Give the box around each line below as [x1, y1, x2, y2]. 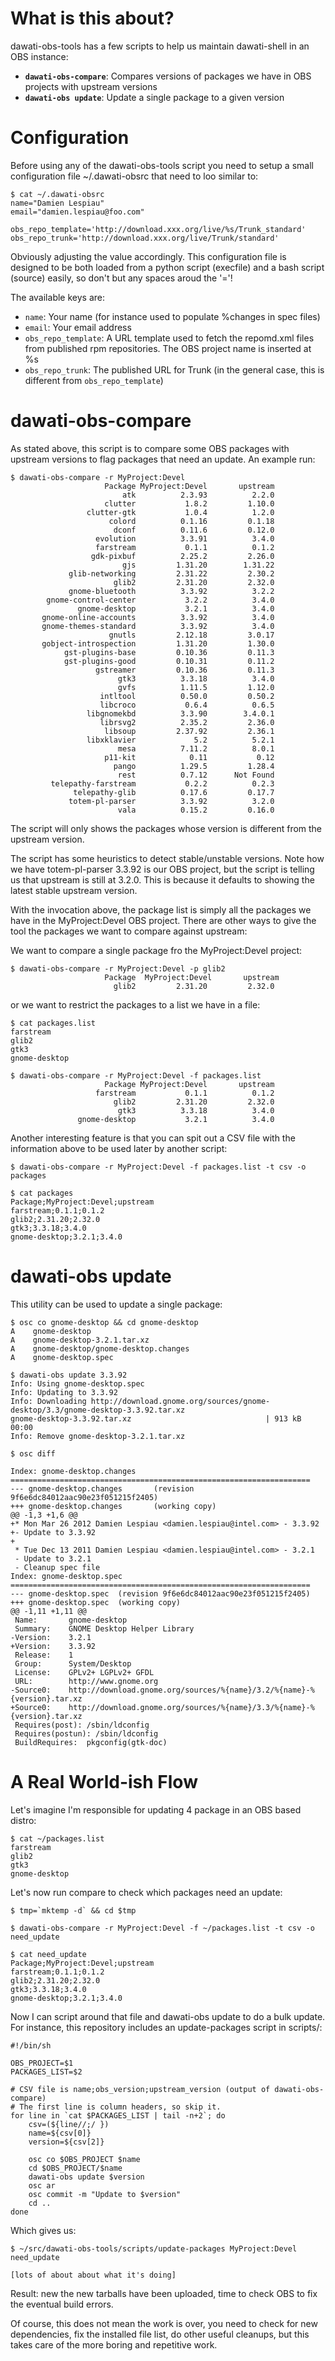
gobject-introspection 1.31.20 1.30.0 [41, 638, 275, 649]
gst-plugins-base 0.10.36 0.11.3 [63, 647, 275, 657]
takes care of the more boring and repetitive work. [10, 2338, 218, 2351]
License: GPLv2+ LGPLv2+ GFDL [14, 1667, 155, 1677]
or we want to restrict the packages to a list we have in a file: [10, 998, 261, 1011]
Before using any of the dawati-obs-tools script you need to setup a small [10, 159, 314, 171]
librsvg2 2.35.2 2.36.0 [99, 717, 275, 727]
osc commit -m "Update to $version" [28, 2189, 182, 2199]
